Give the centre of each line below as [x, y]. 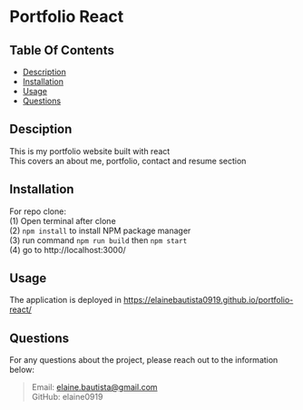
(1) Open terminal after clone [63, 220]
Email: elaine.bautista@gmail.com [94, 387]
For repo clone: [38, 211]
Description [44, 72]
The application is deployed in [66, 300]
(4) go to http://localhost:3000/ [68, 249]
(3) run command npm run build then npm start [98, 240]
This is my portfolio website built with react [90, 151]
